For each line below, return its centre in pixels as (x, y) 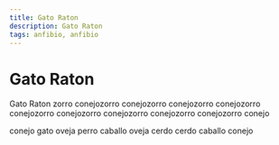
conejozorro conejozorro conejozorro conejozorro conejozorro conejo (139, 113)
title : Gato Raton (44, 18)
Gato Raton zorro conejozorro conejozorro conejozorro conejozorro (135, 104)
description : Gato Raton (56, 26)
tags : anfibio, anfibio (54, 34)
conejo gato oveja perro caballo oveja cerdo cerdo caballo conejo (131, 131)
